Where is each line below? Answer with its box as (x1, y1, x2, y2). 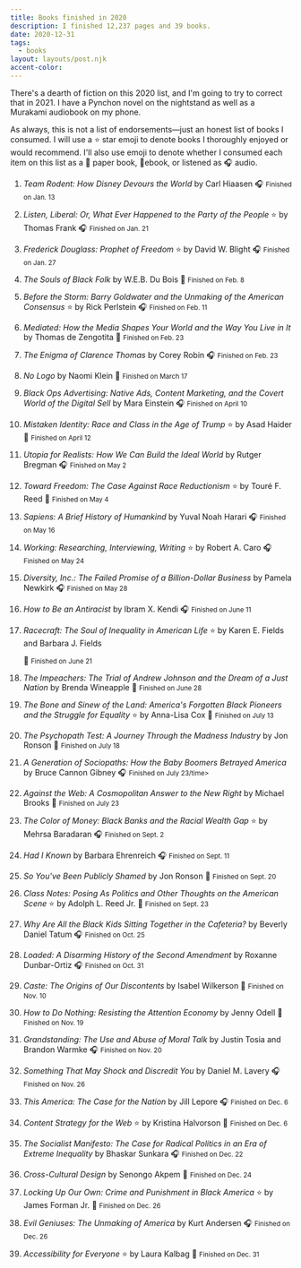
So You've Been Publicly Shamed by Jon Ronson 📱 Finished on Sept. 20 (22, 870, 277, 881)
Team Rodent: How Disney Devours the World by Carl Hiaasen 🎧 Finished (22, 178, 292, 189)
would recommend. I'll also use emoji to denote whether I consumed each (10, 147, 283, 158)
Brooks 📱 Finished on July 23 (22, 797, 120, 808)
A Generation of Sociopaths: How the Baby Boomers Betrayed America (22, 757, 287, 767)
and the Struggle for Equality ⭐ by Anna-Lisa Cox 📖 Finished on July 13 (22, 709, 274, 720)
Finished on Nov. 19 (22, 1018, 84, 1027)
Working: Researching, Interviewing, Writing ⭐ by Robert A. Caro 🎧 (22, 542, 272, 553)
